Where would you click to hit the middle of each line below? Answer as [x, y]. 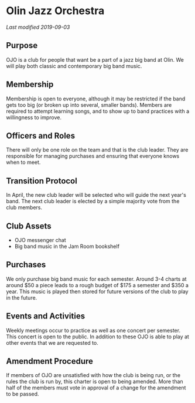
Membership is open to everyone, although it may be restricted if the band [96, 99]
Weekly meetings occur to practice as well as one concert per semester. [93, 330]
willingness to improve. [34, 117]
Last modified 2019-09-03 [38, 27]
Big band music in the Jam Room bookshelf [67, 246]
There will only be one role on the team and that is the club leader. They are [97, 150]
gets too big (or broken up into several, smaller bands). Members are [89, 105]
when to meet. [23, 162]
